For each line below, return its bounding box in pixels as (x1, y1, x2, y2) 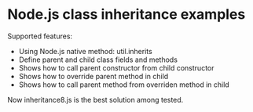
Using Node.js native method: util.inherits (18, 46, 152, 56)
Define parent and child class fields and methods (18, 55, 178, 64)
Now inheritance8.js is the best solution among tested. (7, 95, 184, 104)
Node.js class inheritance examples (7, 5, 246, 23)
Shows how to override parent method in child (18, 71, 169, 81)
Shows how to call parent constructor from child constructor (18, 63, 214, 72)
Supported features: (7, 31, 72, 41)
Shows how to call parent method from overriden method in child (18, 80, 229, 89)
